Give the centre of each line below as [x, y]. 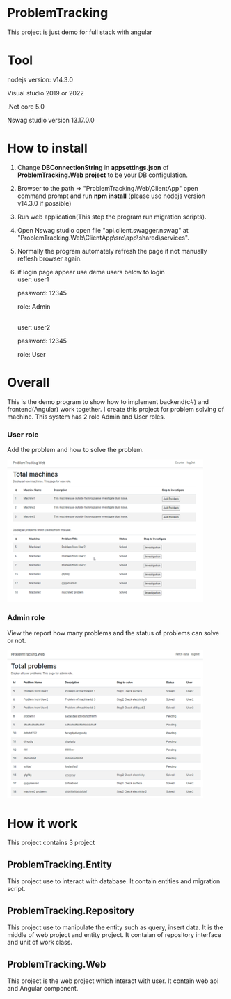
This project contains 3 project [51, 843]
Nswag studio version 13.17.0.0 [51, 120]
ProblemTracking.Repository [71, 911]
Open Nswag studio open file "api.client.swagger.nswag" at [103, 230]
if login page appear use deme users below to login [91, 272]
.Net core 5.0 [26, 107]
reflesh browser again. [49, 258]
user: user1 [33, 279]
